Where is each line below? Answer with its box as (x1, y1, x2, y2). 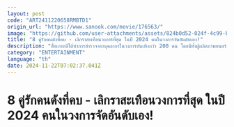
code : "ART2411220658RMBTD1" (7, 17, 92, 24)
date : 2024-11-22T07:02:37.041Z (7, 62, 101, 69)
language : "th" (7, 56, 52, 63)
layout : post (7, 10, 45, 17)
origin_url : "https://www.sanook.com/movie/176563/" (7, 23, 164, 30)
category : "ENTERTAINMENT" (7, 50, 86, 57)
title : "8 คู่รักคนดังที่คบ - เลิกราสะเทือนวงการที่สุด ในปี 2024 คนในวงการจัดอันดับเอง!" (7, 36, 203, 43)
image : (7, 29, 26, 37)
